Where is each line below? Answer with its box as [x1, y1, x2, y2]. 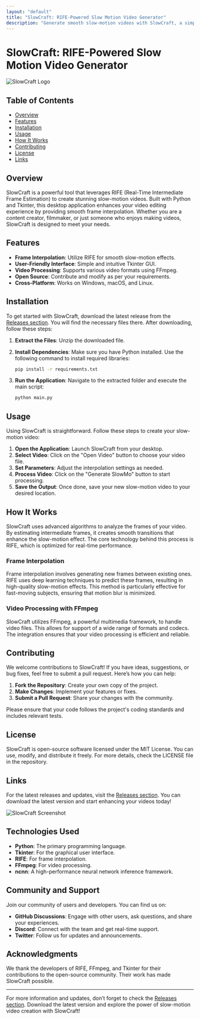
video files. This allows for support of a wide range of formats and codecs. [6, 624, 189, 631]
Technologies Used [6, 827, 79, 837]
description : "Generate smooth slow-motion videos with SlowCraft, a [6, 20, 183, 26]
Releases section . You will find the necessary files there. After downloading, [6, 319, 192, 326]
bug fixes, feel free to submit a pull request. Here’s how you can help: [6, 670, 177, 677]
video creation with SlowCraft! [6, 1008, 80, 1015]
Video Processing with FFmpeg [6, 604, 98, 613]
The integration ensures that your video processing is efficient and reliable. [6, 631, 190, 638]
